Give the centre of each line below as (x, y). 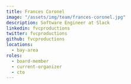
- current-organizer (37, 67)
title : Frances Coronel (36, 12)
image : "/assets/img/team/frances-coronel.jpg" (66, 17)
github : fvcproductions (36, 39)
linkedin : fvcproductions (38, 28)
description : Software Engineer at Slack (58, 22)
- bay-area (25, 50)
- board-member (30, 61)
